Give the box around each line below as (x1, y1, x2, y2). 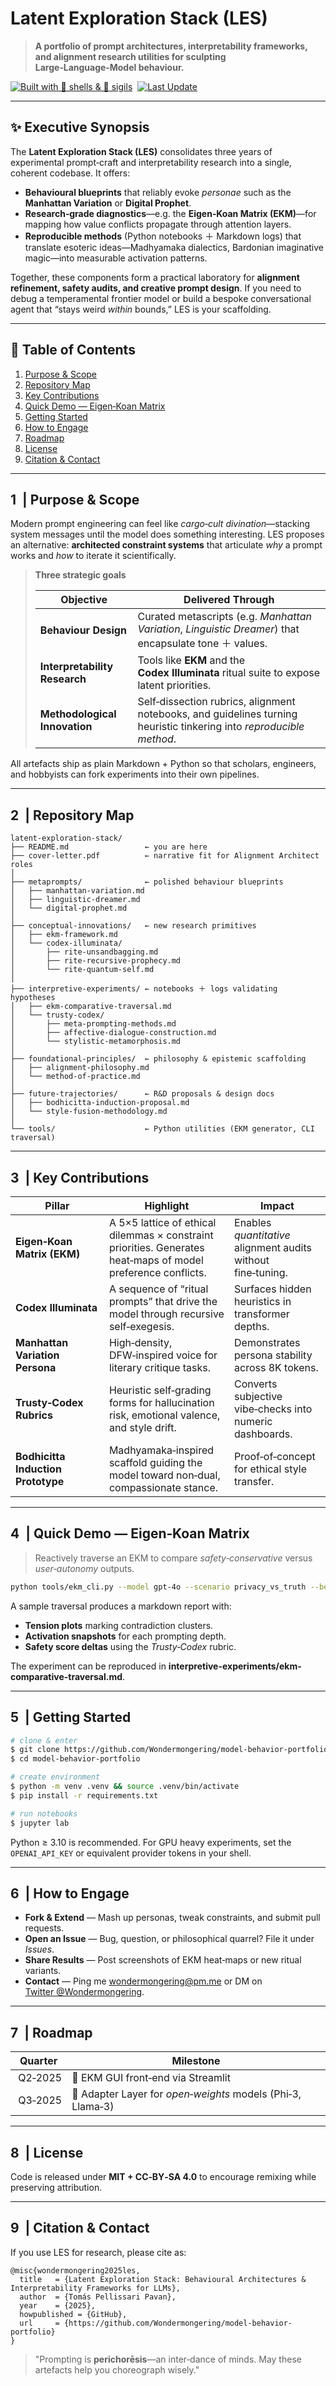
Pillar (44, 1199, 70, 1212)
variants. (24, 1965, 62, 1977)
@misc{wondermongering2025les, (10, 2265, 141, 2276)
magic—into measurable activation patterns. (24, 252, 208, 264)
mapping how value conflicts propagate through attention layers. (24, 218, 292, 230)
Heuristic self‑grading (108, 1383, 212, 1397)
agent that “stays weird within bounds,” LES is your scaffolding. (10, 303, 272, 315)
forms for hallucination (108, 1396, 215, 1409)
